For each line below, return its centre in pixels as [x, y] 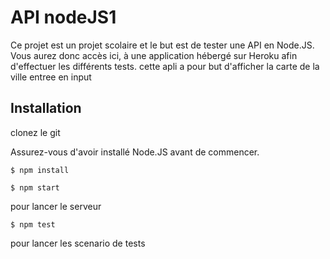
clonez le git [35, 132]
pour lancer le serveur [56, 206]
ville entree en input [51, 77]
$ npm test [33, 224]
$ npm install [40, 170]
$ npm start [35, 187]
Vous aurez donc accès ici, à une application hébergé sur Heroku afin [154, 55]
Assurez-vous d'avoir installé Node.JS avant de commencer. [135, 152]
